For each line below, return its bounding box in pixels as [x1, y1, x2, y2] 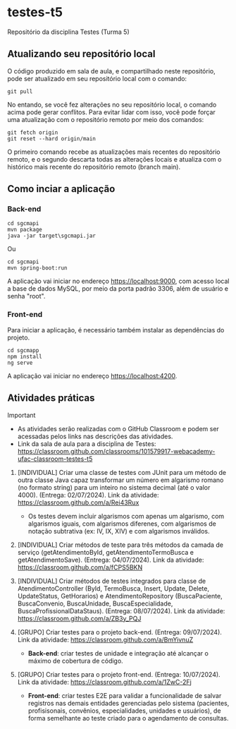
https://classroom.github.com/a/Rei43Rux [17, 498, 139, 507]
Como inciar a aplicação [7, 183, 116, 195]
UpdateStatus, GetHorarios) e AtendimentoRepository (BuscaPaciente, [17, 591, 223, 600]
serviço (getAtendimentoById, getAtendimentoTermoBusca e [17, 548, 194, 556]
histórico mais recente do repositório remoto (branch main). [7, 162, 181, 171]
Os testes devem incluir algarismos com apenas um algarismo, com [27, 512, 225, 520]
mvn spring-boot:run [7, 265, 68, 272]
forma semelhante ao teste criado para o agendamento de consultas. [27, 713, 229, 722]
